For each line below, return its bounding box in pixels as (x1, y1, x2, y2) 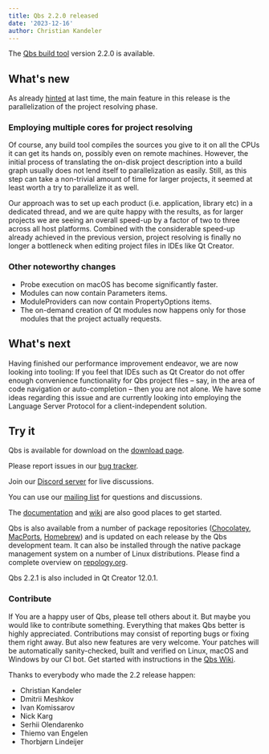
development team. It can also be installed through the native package (8, 540, 241, 551)
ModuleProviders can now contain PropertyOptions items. (19, 297, 212, 306)
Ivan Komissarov (19, 703, 75, 712)
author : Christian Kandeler (8, 27, 103, 35)
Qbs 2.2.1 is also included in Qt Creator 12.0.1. (8, 573, 158, 583)
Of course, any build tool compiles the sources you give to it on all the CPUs (8, 140, 260, 150)
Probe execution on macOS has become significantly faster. (19, 279, 218, 289)
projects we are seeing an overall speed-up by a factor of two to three (8, 215, 241, 225)
